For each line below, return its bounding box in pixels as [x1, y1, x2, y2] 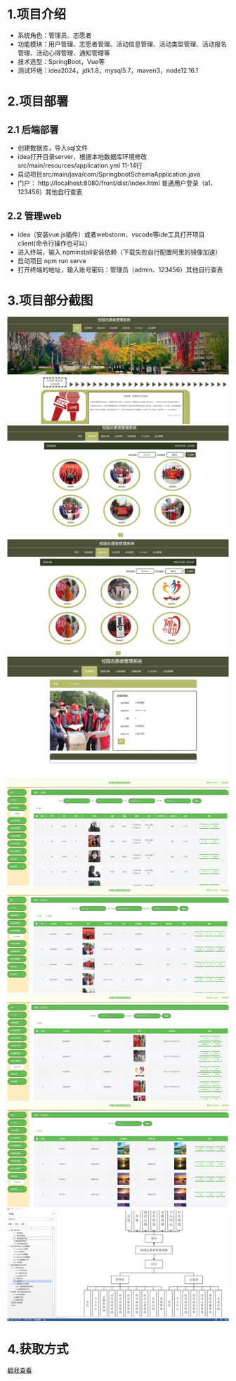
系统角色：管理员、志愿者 [17, 31, 92, 39]
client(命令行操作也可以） [17, 238, 91, 247]
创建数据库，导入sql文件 [17, 144, 88, 152]
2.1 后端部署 [7, 124, 59, 136]
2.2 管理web [7, 210, 62, 222]
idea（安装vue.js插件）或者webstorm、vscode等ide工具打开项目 [17, 230, 205, 238]
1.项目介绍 [7, 6, 67, 23]
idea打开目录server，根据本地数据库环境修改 [17, 152, 147, 160]
